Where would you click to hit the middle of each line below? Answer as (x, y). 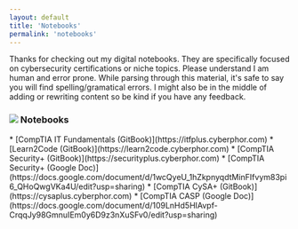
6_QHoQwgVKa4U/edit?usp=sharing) (77, 186)
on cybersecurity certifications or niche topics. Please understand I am (139, 68)
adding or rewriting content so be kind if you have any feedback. (128, 97)
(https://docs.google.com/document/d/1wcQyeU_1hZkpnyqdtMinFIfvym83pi (148, 177)
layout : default (39, 17)
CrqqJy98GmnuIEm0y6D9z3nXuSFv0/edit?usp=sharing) (113, 215)
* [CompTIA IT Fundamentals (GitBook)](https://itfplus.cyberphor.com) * (141, 139)
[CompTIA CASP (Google (186, 195)
